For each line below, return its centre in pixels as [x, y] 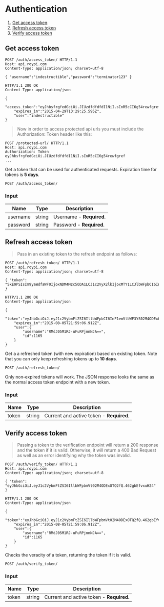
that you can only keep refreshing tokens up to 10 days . [61, 358]
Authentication [36, 9]
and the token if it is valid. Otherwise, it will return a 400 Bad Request [86, 450]
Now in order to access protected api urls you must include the [80, 129]
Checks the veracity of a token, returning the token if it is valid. [68, 555]
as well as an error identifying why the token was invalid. [74, 455]
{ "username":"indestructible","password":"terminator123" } [69, 77]
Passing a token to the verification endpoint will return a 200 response [88, 445]
